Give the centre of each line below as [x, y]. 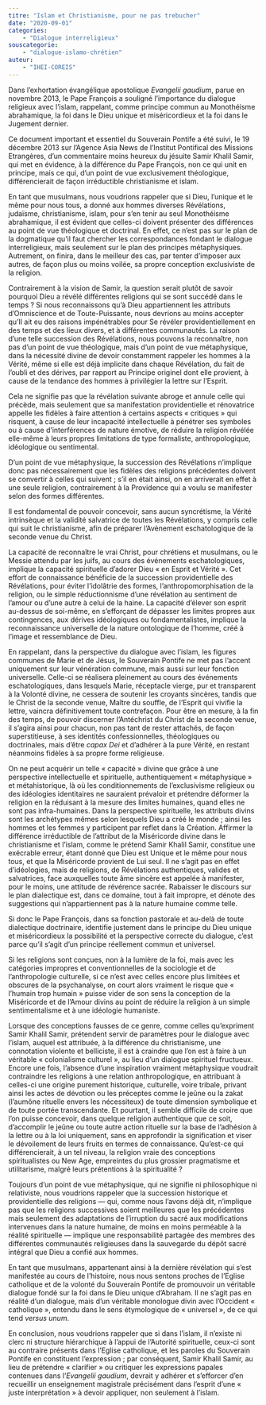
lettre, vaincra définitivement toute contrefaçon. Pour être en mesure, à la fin [133, 711]
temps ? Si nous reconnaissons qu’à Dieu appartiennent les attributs [120, 305]
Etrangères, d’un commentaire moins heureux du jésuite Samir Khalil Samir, [131, 156]
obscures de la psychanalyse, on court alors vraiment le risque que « [121, 985]
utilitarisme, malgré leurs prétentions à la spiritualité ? [95, 1169]
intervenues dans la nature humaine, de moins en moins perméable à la [125, 1226]
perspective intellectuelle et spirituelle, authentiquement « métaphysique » [130, 777]
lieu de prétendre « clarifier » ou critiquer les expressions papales [116, 1367]
